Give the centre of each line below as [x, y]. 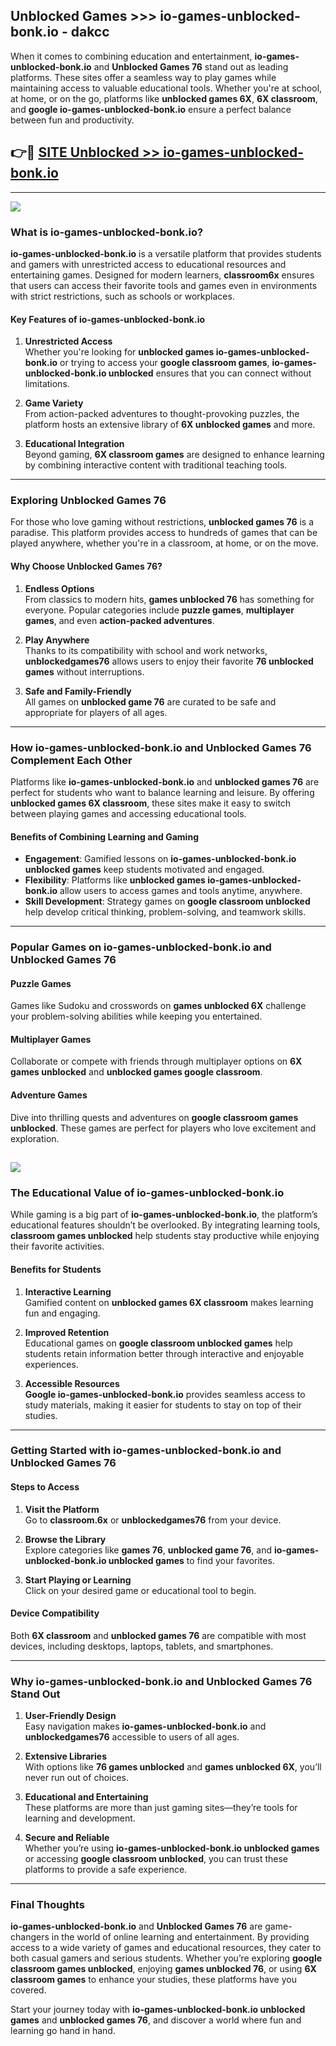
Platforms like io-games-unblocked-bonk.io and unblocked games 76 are [165, 781]
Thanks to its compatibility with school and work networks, [146, 650]
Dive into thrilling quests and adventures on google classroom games [154, 1117]
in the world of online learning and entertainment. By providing [180, 1937]
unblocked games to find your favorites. [191, 1560]
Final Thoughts [47, 1905]
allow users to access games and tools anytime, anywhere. [181, 891]
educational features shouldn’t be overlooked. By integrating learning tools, [165, 1225]
